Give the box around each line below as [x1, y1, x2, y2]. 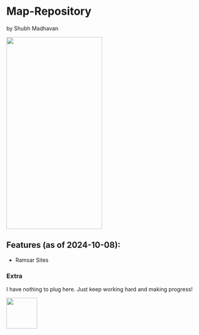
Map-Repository [6, 4, 92, 18]
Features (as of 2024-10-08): [6, 240, 121, 250]
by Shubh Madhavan [6, 25, 59, 32]
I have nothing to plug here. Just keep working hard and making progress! [6, 286, 193, 293]
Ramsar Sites [15, 256, 49, 264]
